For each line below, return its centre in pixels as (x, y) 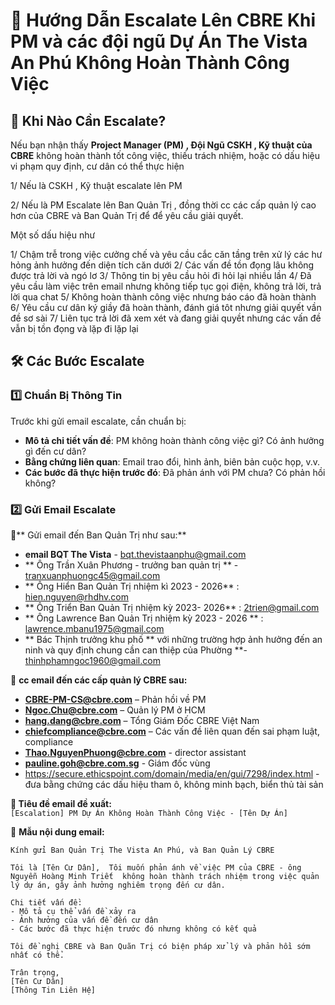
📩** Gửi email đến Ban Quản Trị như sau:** (98, 535)
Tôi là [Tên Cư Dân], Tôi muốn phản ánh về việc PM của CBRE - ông (156, 867)
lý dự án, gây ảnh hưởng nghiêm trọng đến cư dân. (118, 885)
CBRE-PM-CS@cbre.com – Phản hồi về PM (115, 699)
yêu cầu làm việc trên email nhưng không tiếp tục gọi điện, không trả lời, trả (166, 286)
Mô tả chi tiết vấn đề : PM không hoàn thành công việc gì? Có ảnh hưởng (174, 440)
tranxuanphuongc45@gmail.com (92, 575)
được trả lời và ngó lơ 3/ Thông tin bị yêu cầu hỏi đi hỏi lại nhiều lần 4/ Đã (161, 275)
